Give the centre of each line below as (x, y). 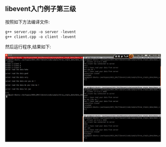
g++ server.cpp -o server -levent (41, 32)
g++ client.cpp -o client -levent (41, 37)
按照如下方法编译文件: (28, 22)
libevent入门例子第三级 (41, 9)
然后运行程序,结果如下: (28, 47)
